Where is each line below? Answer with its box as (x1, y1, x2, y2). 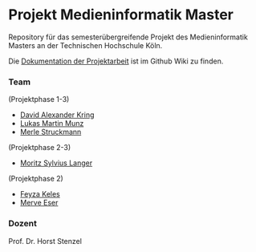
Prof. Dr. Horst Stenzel (8, 236, 83, 246)
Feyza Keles (19, 189, 60, 199)
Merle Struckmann (19, 127, 82, 137)
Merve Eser (19, 198, 59, 208)
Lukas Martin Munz (19, 119, 84, 128)
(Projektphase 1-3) (8, 95, 70, 104)
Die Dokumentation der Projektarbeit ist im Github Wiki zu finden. (8, 56, 224, 66)
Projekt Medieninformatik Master (8, 6, 234, 24)
